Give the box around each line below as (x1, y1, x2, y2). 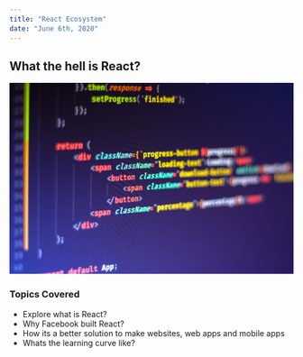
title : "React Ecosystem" (9, 14, 106, 23)
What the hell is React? (9, 59, 142, 74)
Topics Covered (9, 288, 80, 301)
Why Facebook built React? (22, 318, 124, 329)
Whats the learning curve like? (22, 337, 135, 348)
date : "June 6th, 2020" (9, 23, 99, 33)
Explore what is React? (22, 308, 107, 319)
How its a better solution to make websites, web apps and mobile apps (22, 327, 286, 338)
